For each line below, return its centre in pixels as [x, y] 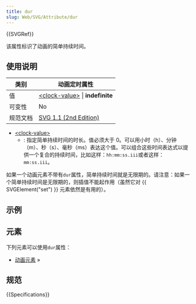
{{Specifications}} [28, 295]
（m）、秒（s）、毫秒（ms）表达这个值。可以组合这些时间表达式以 [103, 148]
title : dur [19, 12]
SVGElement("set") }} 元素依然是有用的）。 [58, 189]
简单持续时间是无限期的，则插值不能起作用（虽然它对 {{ [79, 182]
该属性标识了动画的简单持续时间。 [48, 46]
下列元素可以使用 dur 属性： [39, 247]
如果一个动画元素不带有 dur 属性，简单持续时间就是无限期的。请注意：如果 [95, 175]
